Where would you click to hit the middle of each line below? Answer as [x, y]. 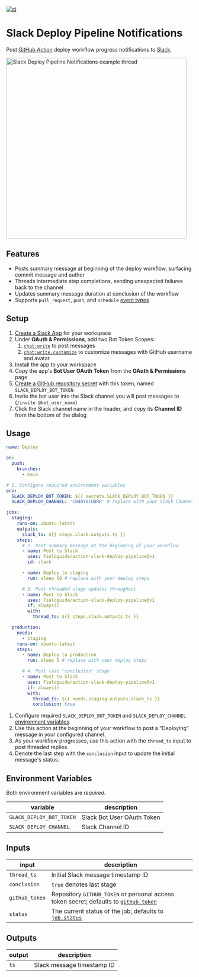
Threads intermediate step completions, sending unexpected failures [99, 281]
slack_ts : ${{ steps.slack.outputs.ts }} [74, 534]
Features [23, 254]
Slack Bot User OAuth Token [121, 817]
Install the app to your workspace [55, 364]
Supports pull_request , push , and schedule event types [82, 300]
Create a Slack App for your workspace [63, 333]
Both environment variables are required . [56, 793]
